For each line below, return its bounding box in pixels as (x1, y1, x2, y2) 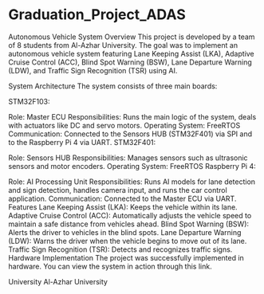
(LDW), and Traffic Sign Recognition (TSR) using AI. (8, 65, 178, 75)
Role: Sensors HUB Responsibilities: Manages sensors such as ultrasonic (8, 153, 249, 163)
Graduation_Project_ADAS (8, 6, 186, 24)
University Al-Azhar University (8, 276, 108, 286)
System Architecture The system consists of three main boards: (8, 81, 218, 91)
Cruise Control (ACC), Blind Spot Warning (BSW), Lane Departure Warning (8, 57, 253, 67)
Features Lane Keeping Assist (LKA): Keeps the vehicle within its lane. (8, 202, 238, 212)
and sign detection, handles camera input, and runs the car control (8, 185, 227, 194)
